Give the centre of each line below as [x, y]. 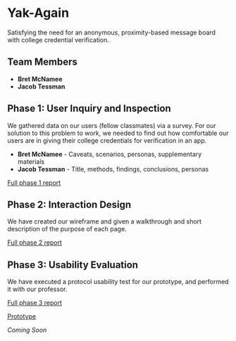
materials [31, 161]
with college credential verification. [58, 39]
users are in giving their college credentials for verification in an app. [107, 140]
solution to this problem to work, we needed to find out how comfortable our [118, 133]
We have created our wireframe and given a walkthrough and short [105, 221]
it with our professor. [37, 289]
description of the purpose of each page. [67, 229]
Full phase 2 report [35, 243]
